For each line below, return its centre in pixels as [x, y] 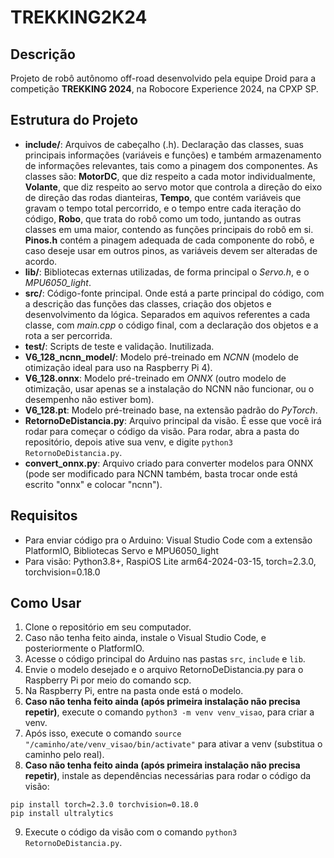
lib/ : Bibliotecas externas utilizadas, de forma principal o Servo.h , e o [167, 272]
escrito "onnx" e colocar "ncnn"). [93, 484]
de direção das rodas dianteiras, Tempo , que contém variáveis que [163, 197]
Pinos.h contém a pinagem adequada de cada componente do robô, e [169, 240]
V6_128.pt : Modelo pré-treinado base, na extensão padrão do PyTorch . [171, 410]
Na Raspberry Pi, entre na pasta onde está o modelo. [134, 691]
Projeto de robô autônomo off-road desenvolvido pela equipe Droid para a [163, 78]
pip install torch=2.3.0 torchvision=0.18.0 [104, 805]
